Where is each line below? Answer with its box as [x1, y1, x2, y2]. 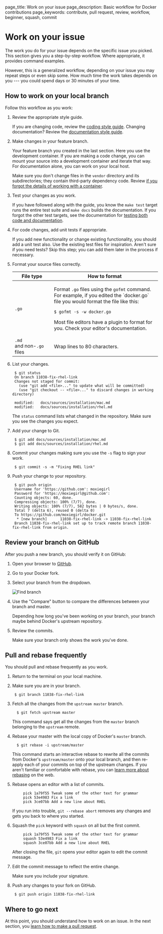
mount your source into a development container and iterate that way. [12, 158, 152, 164]
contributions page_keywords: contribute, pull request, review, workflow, [5, 9, 150, 15]
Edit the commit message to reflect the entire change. [12, 864, 120, 870]
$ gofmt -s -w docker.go [54, 309, 112, 315]
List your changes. [12, 361, 49, 367]
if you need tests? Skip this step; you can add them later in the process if [12, 246, 158, 252]
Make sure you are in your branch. [12, 683, 81, 689]
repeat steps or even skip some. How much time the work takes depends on [5, 73, 158, 78]
